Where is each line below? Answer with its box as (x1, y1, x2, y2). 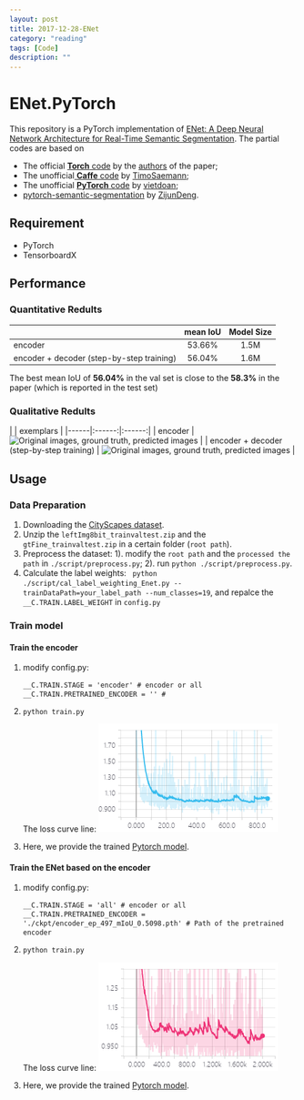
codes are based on (9, 143, 85, 154)
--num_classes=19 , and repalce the (145, 587, 275, 598)
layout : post (9, 15, 59, 24)
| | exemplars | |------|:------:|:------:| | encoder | (9, 426, 195, 437)
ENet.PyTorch (9, 94, 117, 114)
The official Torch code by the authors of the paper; (22, 160, 218, 172)
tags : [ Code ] (9, 44, 59, 53)
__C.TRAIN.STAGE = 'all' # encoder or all (22, 901, 187, 910)
